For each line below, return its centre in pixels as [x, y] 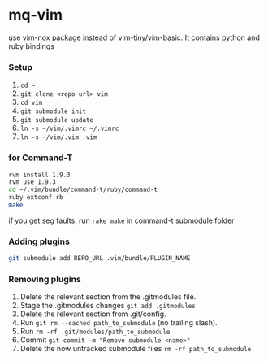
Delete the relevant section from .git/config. [93, 314]
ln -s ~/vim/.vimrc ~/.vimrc [69, 129]
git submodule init [53, 111]
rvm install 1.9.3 [39, 175]
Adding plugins [39, 241]
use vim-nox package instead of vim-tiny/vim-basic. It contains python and [134, 37]
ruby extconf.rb [36, 198]
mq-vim [36, 15]
